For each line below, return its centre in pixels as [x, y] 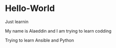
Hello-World [30, 8]
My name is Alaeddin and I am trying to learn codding [58, 31]
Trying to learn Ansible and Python [39, 40]
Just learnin [17, 22]
